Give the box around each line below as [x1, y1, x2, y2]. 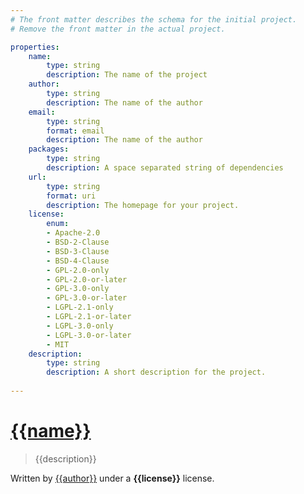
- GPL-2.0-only [46, 265, 110, 275]
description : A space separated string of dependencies [46, 163, 284, 173]
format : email [46, 126, 105, 136]
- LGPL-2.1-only [46, 302, 114, 313]
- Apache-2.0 [46, 228, 101, 238]
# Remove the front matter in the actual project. [10, 24, 226, 34]
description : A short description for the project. [46, 367, 267, 378]
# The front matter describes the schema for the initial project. [10, 14, 298, 25]
